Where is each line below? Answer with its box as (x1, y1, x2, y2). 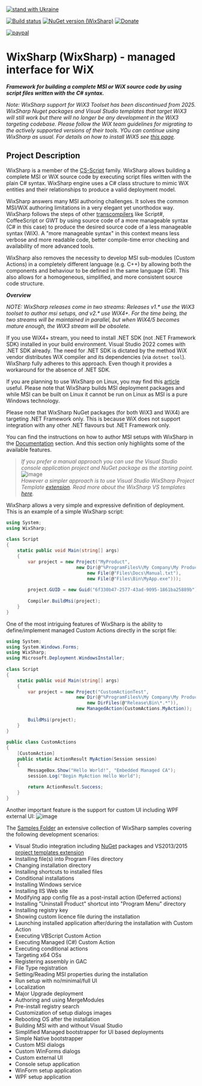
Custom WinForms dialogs (14, 1047, 81, 1055)
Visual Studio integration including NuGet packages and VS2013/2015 (14, 842, 188, 849)
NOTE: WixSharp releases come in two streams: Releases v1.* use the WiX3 (6, 303, 195, 310)
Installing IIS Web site (14, 888, 69, 894)
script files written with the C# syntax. (6, 89, 105, 97)
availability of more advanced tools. (6, 242, 94, 250)
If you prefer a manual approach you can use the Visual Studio (20, 457, 178, 465)
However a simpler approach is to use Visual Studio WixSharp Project (20, 477, 195, 484)
